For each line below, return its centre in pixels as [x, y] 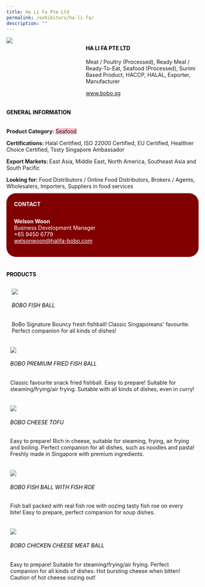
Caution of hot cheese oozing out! [53, 577]
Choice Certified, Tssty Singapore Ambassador [66, 149]
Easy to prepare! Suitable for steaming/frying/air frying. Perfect [89, 564]
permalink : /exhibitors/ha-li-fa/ [50, 18]
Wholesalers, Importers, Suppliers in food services [70, 186]
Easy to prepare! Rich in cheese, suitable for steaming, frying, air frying [99, 441]
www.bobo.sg [103, 93]
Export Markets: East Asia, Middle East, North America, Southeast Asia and [101, 161]
